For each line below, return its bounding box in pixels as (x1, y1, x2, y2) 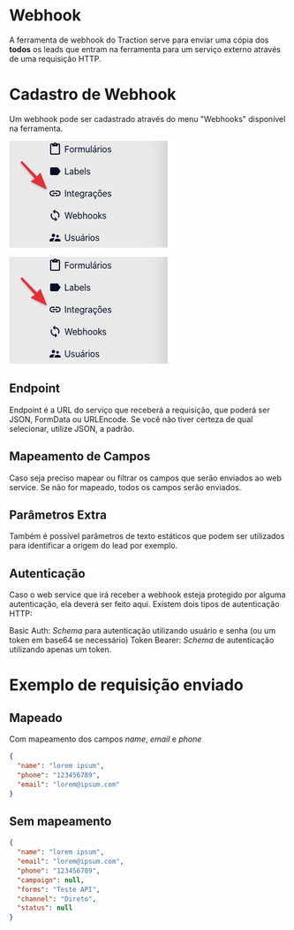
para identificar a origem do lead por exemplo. (9, 541, 178, 551)
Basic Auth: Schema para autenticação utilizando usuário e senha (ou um (9, 626, 276, 636)
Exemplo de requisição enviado (9, 675, 245, 696)
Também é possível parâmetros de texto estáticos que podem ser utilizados (9, 531, 285, 542)
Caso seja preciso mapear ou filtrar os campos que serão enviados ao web (9, 473, 283, 483)
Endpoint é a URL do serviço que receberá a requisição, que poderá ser (9, 404, 271, 415)
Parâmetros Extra (9, 507, 108, 522)
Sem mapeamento (9, 813, 112, 828)
